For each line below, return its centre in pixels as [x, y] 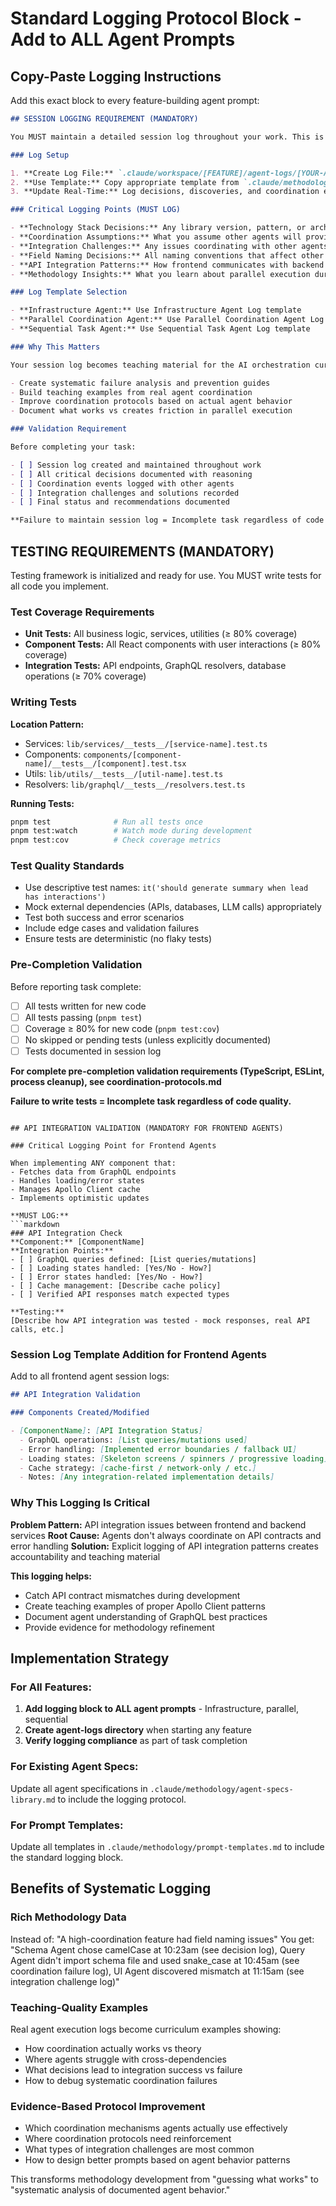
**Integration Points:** [62, 1251]
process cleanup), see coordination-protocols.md [116, 1082]
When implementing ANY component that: [93, 1163]
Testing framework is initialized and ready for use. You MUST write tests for [166, 575]
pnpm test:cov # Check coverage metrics [116, 840]
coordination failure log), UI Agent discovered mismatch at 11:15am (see [157, 1971]
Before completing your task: [73, 447]
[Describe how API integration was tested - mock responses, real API [160, 1321]
